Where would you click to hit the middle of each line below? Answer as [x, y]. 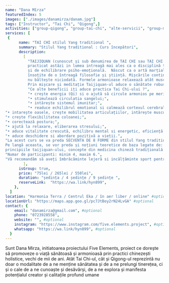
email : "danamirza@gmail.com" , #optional [58, 210]
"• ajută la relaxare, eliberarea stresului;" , [56, 126]
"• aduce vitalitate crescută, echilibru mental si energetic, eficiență [84, 131]
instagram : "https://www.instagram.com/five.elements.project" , [83, 225]
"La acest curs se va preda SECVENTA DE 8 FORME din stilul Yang [75, 140]
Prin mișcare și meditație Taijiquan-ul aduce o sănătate [90, 84]
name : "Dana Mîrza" [26, 10]
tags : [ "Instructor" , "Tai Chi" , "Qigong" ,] [53, 24]
